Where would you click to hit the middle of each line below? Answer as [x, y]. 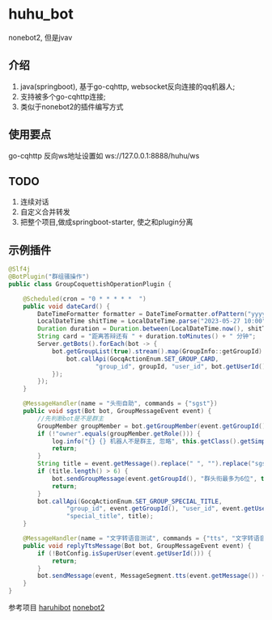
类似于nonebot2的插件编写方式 [72, 107]
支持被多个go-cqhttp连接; [63, 96]
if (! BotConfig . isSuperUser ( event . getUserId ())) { [125, 553]
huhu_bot [41, 14]
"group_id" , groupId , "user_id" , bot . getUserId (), [182, 366]
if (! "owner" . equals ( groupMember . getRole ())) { [119, 433]
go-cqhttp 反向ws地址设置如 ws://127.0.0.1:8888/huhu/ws [104, 155]
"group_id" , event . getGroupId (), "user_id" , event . [155, 509]
